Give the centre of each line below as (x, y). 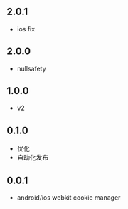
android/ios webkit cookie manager (69, 198)
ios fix (26, 29)
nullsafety (32, 68)
